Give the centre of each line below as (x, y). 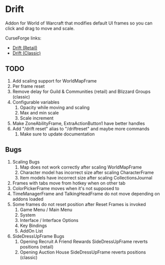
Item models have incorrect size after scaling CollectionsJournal (86, 177)
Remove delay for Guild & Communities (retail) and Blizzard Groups (81, 91)
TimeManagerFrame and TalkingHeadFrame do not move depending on (86, 193)
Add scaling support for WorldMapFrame (54, 80)
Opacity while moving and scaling (55, 107)
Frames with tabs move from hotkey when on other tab (69, 183)
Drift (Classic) (26, 53)
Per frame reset (28, 86)
